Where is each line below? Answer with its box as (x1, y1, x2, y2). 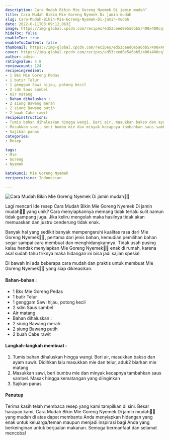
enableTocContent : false (5, 40, 57, 45)
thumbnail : (5, 45, 28, 50)
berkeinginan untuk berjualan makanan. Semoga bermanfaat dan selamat (5, 424, 157, 430)
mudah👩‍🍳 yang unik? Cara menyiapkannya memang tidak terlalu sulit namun (5, 208, 164, 214)
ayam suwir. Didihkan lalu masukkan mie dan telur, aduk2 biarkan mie (12, 359, 157, 365)
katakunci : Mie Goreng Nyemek (5, 171, 69, 176)
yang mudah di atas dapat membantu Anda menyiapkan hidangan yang (5, 414, 153, 420)
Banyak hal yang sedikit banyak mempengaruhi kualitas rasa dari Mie (5, 229, 148, 235)
